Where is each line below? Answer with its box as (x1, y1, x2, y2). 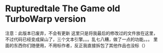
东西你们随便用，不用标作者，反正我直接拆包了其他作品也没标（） (13, 42, 148, 48)
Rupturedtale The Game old (5, 3, 121, 14)
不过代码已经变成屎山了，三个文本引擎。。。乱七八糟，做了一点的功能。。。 (5, 36, 152, 42)
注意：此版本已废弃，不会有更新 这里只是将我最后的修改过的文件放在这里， (5, 30, 158, 36)
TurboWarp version (5, 13, 86, 25)
